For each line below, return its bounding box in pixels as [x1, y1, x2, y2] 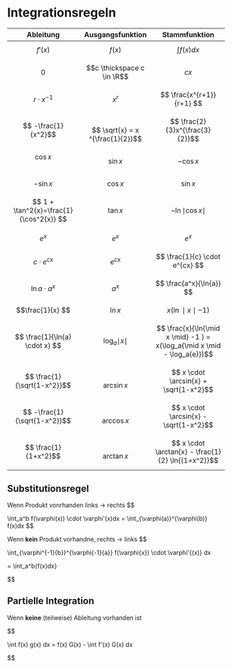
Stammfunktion [162, 30, 215, 39]
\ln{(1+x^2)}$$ [169, 456, 219, 466]
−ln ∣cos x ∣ [170, 205, 206, 215]
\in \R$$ [102, 71, 129, 81]
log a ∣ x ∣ [103, 336, 128, 347]
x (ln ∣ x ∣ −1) [166, 305, 210, 315]
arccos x [101, 416, 129, 426]
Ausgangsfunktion [84, 30, 147, 39]
